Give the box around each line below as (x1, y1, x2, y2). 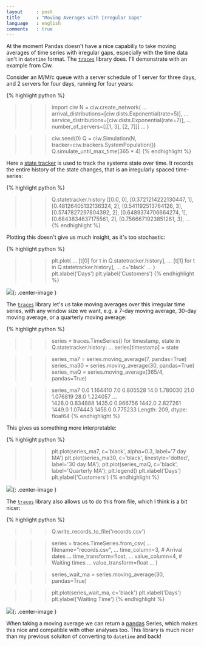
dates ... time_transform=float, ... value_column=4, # (51, 552, 182, 560)
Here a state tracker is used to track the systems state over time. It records (6, 159, 194, 167)
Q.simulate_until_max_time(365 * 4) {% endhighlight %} (51, 148, 192, 155)
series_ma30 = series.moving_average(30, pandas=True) (51, 362, 195, 369)
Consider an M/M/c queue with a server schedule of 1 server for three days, (6, 74, 196, 81)
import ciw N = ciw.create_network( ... (51, 104, 148, 111)
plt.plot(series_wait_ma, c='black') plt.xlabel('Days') (51, 589, 182, 596)
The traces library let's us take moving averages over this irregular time (6, 301, 185, 308)
